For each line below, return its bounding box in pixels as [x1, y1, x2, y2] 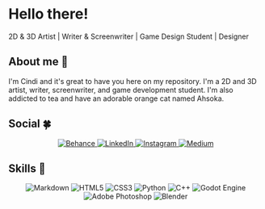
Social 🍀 [8, 117, 52, 131]
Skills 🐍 [8, 161, 46, 175]
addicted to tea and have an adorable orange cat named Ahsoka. [8, 94, 225, 103]
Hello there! [8, 5, 89, 23]
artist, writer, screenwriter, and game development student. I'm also [8, 85, 233, 94]
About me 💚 [8, 55, 69, 69]
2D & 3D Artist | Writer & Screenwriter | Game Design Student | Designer [8, 31, 249, 41]
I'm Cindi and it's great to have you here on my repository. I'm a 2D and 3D [8, 76, 257, 86]
